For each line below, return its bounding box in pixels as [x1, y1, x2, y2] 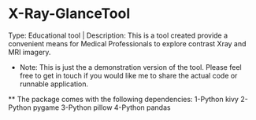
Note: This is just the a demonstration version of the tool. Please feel [19, 62, 242, 71]
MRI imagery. [8, 47, 51, 56]
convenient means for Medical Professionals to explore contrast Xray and [8, 38, 247, 48]
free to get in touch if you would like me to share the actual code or [19, 71, 238, 80]
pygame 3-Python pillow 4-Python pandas [32, 103, 171, 112]
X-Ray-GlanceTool [8, 5, 131, 23]
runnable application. [19, 79, 89, 89]
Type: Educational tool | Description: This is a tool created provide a [8, 31, 228, 40]
